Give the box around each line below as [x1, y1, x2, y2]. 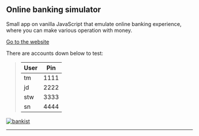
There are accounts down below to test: [6, 50, 104, 57]
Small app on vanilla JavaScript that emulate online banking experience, [6, 20, 182, 27]
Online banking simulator [6, 5, 101, 15]
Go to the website [6, 38, 49, 45]
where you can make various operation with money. [6, 27, 133, 34]
